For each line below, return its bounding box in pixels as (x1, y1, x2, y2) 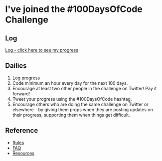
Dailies (5, 61, 27, 70)
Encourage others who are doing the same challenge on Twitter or (12, 101, 149, 107)
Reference (5, 126, 38, 135)
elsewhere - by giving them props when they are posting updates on (12, 106, 153, 113)
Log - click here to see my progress (5, 47, 79, 53)
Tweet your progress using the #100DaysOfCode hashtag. (12, 96, 132, 102)
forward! (12, 91, 30, 97)
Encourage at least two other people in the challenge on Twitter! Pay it (12, 85, 157, 91)
